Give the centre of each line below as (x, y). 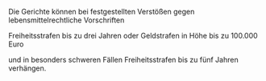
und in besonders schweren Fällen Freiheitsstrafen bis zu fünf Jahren (124, 60)
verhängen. (27, 68)
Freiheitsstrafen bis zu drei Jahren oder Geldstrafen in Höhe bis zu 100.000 (133, 36)
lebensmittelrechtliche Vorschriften (66, 20)
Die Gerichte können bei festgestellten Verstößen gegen (102, 12)
